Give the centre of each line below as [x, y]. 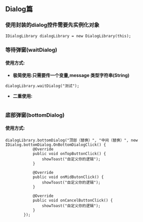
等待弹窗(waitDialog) [31, 50]
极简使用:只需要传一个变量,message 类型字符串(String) [71, 75]
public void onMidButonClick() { [68, 177]
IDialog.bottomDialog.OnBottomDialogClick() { [56, 145]
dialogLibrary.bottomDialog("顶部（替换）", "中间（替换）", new [71, 140]
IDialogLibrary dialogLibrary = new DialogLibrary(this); [68, 36]
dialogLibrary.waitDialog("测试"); [42, 86]
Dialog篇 [19, 9]
